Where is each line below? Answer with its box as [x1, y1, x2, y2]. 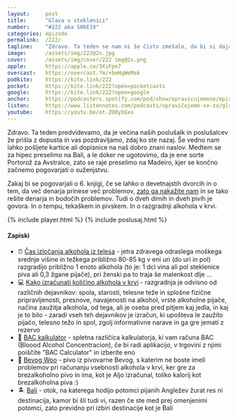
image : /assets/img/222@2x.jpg [7, 50, 115, 57]
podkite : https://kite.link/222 [7, 75, 112, 83]
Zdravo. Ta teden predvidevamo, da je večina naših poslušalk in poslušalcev [7, 128, 229, 136]
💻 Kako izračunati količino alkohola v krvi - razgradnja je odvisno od [17, 278, 217, 286]
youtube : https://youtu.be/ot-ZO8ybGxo [7, 109, 134, 116]
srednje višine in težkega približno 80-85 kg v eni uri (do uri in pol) [17, 255, 212, 263]
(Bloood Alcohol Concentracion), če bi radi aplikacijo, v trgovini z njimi [17, 340, 222, 349]
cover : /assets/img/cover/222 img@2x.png [7, 56, 147, 63]
